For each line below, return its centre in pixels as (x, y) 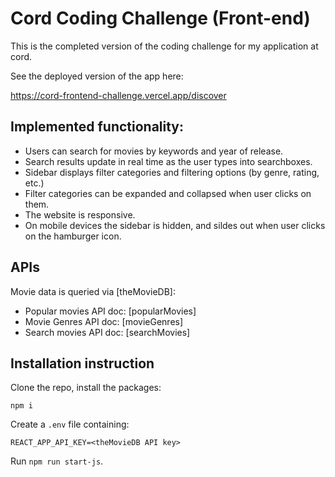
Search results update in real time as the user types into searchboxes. (168, 161)
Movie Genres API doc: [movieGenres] (104, 321)
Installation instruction (82, 363)
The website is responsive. (80, 214)
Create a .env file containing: (70, 424)
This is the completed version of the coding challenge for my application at (164, 46)
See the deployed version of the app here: (97, 76)
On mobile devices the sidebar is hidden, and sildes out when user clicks (175, 225)
